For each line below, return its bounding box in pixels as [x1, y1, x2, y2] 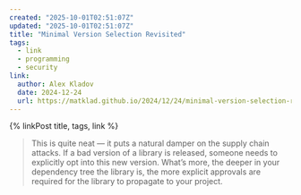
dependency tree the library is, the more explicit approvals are [30, 166, 262, 177]
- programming [17, 55, 70, 64]
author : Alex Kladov [17, 80, 94, 89]
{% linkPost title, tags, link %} [9, 121, 119, 131]
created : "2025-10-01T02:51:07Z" [9, 13, 134, 22]
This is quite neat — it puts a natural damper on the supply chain [30, 138, 271, 148]
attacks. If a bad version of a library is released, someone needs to [30, 148, 278, 158]
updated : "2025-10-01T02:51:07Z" [9, 21, 134, 30]
